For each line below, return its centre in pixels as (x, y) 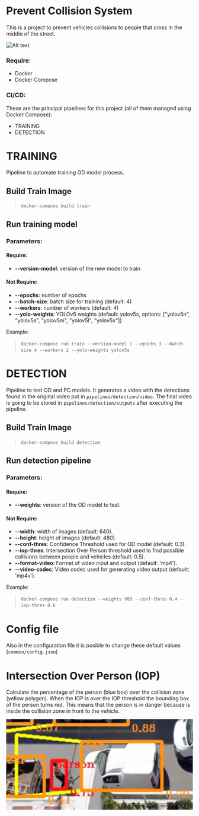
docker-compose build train (55, 206)
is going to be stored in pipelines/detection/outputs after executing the (94, 402)
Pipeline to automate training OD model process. (65, 173)
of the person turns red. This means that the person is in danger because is (98, 705)
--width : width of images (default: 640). (64, 532)
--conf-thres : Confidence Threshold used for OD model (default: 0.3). (100, 544)
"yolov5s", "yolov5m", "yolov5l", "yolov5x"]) (68, 320)
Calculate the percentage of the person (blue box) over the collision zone (95, 692)
